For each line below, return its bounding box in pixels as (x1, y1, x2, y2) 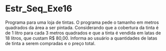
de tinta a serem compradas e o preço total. (5, 40, 96, 46)
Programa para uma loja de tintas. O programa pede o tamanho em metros (5, 19, 159, 25)
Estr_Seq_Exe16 (5, 3, 73, 14)
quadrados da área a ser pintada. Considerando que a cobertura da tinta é (5, 24, 159, 30)
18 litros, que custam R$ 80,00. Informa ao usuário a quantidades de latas (5, 35, 157, 41)
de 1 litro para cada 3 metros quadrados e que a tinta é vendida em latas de (5, 30, 161, 36)
